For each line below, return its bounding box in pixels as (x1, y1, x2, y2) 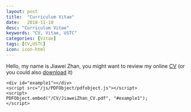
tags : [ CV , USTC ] (6, 41, 46, 47)
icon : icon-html (6, 47, 46, 52)
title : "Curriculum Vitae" (6, 14, 75, 20)
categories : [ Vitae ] (6, 36, 57, 41)
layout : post (6, 8, 38, 15)
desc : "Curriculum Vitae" (6, 24, 69, 31)
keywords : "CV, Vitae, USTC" (6, 30, 77, 36)
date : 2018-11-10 (6, 19, 54, 25)
